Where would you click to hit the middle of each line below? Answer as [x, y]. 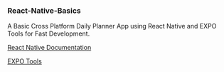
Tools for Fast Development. [49, 34]
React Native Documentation [49, 48]
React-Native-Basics [44, 11]
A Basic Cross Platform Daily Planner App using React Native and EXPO [112, 26]
